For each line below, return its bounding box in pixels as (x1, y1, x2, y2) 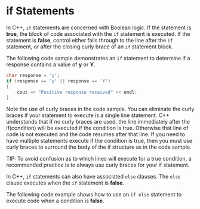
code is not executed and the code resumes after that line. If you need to (6, 131, 185, 138)
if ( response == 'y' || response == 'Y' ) (6, 78, 111, 84)
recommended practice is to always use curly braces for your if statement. (6, 161, 190, 168)
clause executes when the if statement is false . (6, 179, 124, 186)
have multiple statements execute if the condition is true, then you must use (6, 137, 193, 145)
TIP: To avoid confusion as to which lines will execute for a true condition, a (6, 155, 192, 162)
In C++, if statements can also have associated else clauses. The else (6, 173, 181, 180)
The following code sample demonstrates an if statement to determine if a (6, 54, 190, 62)
